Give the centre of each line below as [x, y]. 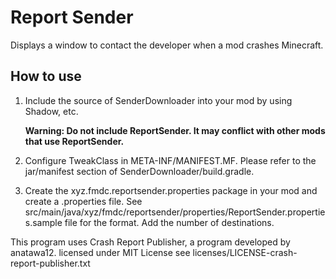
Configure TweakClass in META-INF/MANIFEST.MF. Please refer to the [170, 160]
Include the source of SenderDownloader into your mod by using [158, 100]
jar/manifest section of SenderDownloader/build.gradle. [139, 171]
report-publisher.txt [50, 263]
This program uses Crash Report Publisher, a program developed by [150, 242]
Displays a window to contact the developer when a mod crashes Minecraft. [167, 45]
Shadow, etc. [51, 111]
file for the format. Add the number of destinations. [169, 222]
